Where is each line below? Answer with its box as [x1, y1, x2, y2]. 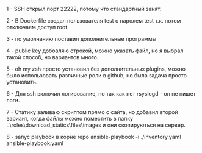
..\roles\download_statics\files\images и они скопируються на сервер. [6, 121, 186, 129]
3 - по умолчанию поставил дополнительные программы [6, 35, 157, 42]
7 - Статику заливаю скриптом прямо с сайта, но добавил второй [6, 109, 178, 115]
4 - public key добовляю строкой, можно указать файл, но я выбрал [6, 47, 184, 54]
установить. [6, 79, 38, 85]
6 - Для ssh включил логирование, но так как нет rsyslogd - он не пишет [6, 90, 197, 97]
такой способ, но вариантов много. [6, 54, 99, 60]
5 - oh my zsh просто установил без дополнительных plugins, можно [6, 65, 186, 73]
